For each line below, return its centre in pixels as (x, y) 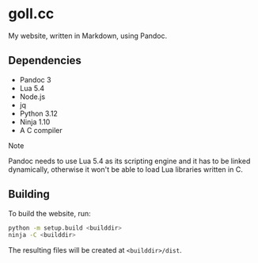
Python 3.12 (38, 113)
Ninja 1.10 (35, 122)
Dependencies (45, 61)
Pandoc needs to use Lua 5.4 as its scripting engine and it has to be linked (129, 161)
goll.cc (31, 14)
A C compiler (41, 130)
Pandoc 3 (35, 79)
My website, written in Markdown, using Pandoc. (88, 36)
